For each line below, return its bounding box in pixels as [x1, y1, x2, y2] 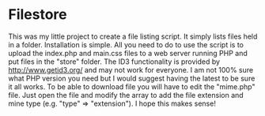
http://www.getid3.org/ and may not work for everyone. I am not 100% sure [8, 65, 254, 74]
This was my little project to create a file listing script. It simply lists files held [8, 32, 258, 41]
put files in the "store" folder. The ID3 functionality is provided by [8, 57, 220, 66]
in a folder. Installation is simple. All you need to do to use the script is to [8, 39, 244, 49]
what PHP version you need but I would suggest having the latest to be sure [8, 73, 256, 83]
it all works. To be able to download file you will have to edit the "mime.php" [8, 81, 256, 92]
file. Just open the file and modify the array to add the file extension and [8, 90, 244, 99]
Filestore [8, 6, 67, 24]
